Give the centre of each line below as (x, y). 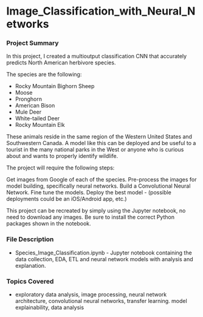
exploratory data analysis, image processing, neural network (91, 295)
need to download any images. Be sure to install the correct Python (91, 217)
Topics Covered (30, 281)
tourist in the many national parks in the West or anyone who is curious (95, 149)
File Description (30, 239)
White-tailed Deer (37, 118)
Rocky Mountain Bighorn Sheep (55, 86)
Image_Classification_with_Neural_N (101, 11)
